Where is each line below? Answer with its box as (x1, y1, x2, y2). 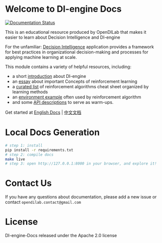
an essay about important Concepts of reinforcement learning (12, 78, 137, 84)
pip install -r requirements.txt (5, 147, 74, 152)
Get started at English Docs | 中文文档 (5, 109, 82, 115)
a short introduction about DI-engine (12, 73, 86, 79)
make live (5, 157, 26, 162)
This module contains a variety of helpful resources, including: (5, 64, 132, 70)
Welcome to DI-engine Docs (5, 3, 122, 15)
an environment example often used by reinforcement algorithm (12, 94, 141, 100)
